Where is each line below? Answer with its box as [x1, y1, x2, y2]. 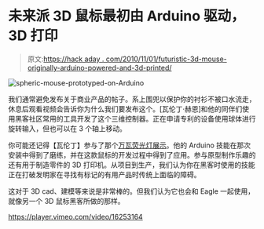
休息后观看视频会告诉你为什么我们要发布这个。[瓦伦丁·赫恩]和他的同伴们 [8, 104, 243, 114]
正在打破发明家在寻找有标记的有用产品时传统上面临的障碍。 [8, 169, 201, 179]
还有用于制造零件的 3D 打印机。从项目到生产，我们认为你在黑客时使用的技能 [8, 160, 255, 169]
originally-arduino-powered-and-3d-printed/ [27, 63, 172, 72]
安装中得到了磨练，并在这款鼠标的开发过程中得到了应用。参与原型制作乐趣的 [8, 150, 256, 159]
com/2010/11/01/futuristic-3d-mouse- [105, 54, 227, 64]
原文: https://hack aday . [27, 54, 104, 64]
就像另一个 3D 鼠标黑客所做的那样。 [8, 196, 125, 205]
